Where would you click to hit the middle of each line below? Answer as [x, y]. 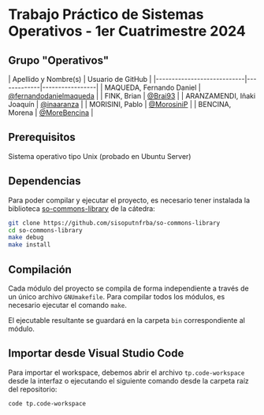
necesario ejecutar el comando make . [68, 305]
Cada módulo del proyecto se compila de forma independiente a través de [129, 288]
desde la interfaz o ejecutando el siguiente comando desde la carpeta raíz [129, 380]
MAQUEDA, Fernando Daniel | [152, 87]
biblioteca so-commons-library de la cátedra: [82, 208]
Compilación [40, 269]
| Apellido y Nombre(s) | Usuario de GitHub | [80, 79]
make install [30, 245]
